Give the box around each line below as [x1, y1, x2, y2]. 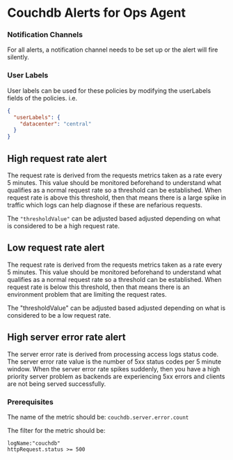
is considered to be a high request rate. [7, 221, 120, 230]
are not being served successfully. [7, 379, 106, 388]
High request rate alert [7, 152, 107, 165]
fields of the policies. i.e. [7, 94, 78, 102]
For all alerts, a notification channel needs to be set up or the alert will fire [7, 45, 218, 54]
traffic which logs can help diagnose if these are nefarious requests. [7, 200, 203, 209]
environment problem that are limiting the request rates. [7, 290, 167, 298]
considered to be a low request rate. [7, 311, 111, 319]
